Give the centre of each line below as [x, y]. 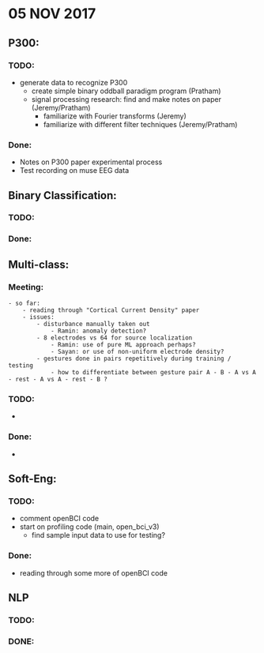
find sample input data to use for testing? [98, 535]
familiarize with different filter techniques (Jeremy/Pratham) [140, 124]
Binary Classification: [62, 195]
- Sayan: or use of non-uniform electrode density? [137, 352]
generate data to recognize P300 [74, 82]
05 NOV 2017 [52, 14]
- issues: [39, 317]
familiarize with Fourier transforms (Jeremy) [115, 116]
